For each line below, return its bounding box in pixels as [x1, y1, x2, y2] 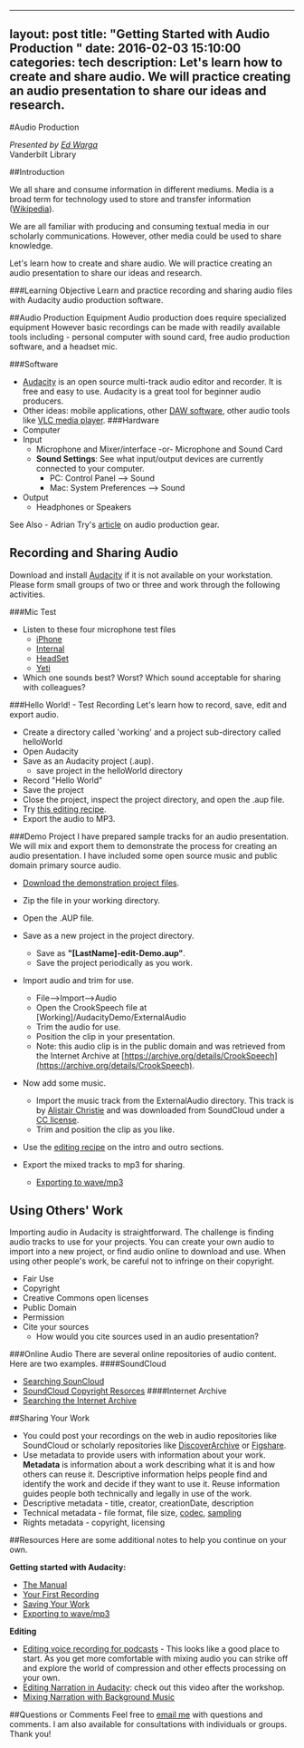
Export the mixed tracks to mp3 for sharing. [22, 1158, 185, 1170]
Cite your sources [22, 1322, 90, 1333]
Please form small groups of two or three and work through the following [9, 579, 280, 590]
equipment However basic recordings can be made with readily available [9, 321, 280, 332]
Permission [22, 1312, 65, 1323]
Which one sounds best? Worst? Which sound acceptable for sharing [22, 672, 281, 683]
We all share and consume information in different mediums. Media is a [9, 183, 274, 195]
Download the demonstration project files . [22, 877, 179, 888]
